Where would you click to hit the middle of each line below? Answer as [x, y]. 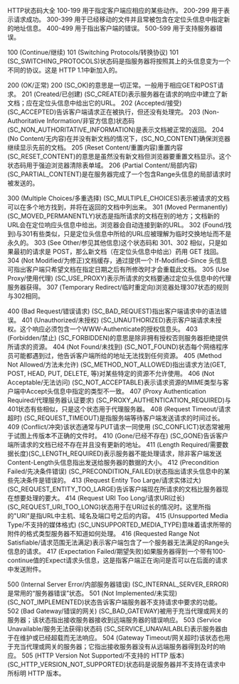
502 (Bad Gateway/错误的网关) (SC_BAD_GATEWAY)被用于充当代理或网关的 [118, 611]
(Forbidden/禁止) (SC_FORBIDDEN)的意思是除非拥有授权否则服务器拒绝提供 [118, 338]
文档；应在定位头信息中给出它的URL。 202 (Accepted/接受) [95, 103]
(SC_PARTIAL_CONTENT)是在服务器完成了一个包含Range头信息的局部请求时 [119, 174]
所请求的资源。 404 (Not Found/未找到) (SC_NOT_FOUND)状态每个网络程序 [118, 347]
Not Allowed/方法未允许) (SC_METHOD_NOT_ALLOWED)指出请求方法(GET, [117, 364]
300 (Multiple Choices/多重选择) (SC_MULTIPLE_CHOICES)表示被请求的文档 [118, 198]
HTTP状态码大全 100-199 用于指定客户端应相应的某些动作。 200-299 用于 [116, 10]
